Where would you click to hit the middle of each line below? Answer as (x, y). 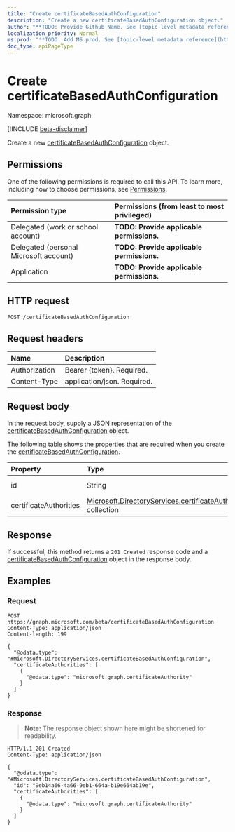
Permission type (39, 210)
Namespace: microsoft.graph (49, 115)
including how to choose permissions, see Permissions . (87, 189)
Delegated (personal (44, 247)
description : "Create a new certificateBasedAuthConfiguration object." (115, 20)
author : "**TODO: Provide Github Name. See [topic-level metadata (106, 27)
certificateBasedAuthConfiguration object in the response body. (99, 559)
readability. (41, 736)
